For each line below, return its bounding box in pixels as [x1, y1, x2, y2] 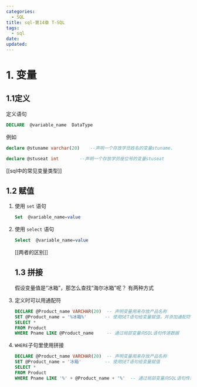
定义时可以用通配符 [14, 297, 62, 304]
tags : [6, 25, 19, 31]
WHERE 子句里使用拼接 [14, 342, 64, 349]
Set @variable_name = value [14, 214, 81, 220]
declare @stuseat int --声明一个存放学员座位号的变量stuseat [6, 156, 165, 161]
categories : [6, 8, 35, 15]
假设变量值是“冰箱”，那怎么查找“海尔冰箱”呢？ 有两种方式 [14, 284, 154, 291]
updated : [6, 42, 28, 48]
